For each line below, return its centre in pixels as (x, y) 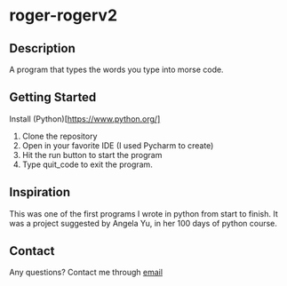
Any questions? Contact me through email (86, 273)
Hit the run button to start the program (92, 155)
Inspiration (40, 192)
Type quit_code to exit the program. (87, 164)
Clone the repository (60, 136)
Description (42, 48)
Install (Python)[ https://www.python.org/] (85, 119)
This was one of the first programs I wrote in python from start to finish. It (143, 213)
